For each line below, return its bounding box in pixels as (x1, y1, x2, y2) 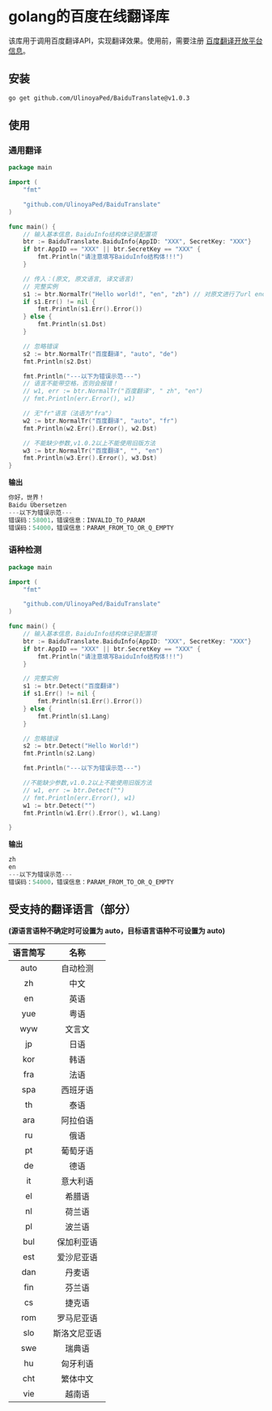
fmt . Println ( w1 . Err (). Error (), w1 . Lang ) (23, 808, 161, 817)
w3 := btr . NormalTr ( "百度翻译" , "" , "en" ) (23, 447, 164, 455)
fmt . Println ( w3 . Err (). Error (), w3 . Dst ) (23, 454, 158, 462)
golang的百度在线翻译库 (8, 7, 170, 26)
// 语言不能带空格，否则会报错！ (23, 380, 119, 388)
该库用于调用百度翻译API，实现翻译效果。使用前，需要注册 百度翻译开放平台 (8, 36, 263, 45)
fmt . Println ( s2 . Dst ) (23, 358, 92, 366)
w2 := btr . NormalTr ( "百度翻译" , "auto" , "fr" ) (23, 417, 178, 425)
